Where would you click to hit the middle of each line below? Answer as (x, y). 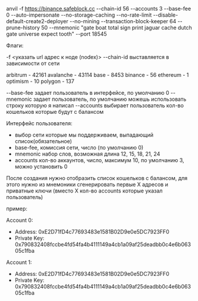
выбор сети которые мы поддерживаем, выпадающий (84, 135)
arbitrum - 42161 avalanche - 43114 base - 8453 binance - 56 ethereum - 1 (98, 75)
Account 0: (20, 220)
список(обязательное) (43, 141)
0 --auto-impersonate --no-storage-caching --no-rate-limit (79, 15)
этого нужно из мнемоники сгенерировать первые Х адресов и (87, 184)
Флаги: (15, 45)
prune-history (23, 27)
